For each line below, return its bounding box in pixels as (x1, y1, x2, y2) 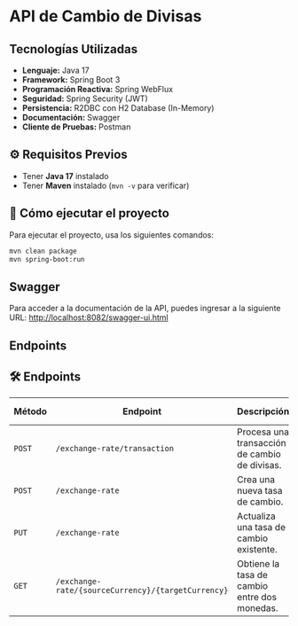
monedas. (236, 602, 278, 614)
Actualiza (236, 510, 277, 522)
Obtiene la (236, 558, 280, 570)
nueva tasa (236, 485, 283, 497)
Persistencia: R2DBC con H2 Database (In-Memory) (21, 103, 215, 113)
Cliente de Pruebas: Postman (21, 121, 131, 132)
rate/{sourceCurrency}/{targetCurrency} (55, 585, 229, 596)
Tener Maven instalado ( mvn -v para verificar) (21, 180, 190, 191)
